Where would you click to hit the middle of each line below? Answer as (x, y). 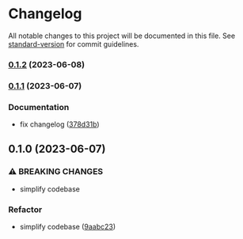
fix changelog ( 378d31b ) (60, 124)
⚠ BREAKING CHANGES (56, 172)
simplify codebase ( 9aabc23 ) (68, 227)
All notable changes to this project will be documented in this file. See (122, 36)
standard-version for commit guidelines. (74, 44)
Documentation (39, 107)
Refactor (25, 209)
